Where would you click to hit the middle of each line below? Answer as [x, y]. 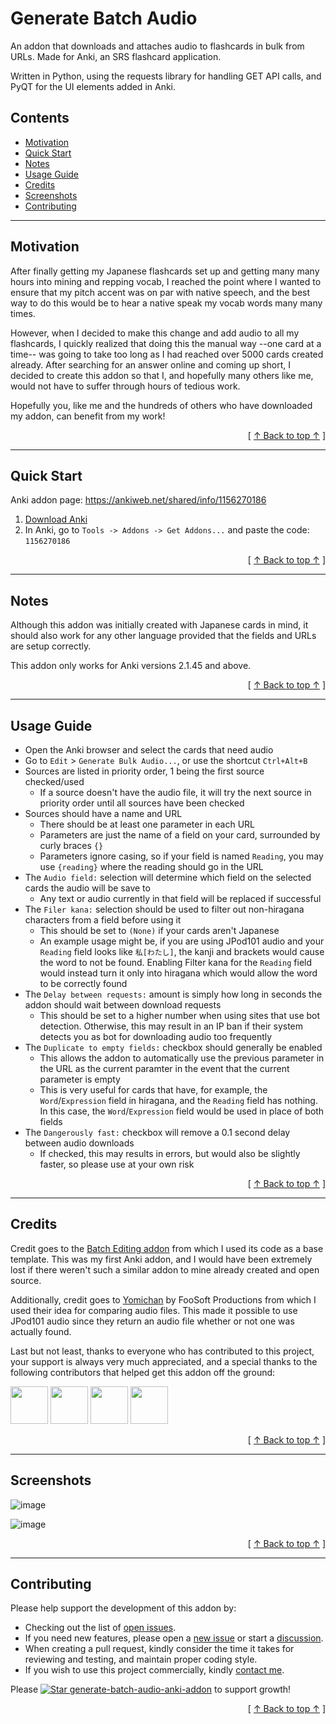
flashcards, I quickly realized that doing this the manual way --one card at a [166, 343]
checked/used [54, 781]
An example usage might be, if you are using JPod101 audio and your [182, 941]
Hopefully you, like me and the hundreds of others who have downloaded [161, 405]
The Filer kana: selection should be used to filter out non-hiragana [164, 909]
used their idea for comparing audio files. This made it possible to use [154, 1310]
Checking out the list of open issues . [100, 1628]
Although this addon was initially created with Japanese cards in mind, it [159, 625]
